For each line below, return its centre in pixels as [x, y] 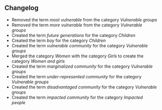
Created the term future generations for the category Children [73, 35]
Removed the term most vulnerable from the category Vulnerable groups [84, 19]
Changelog [22, 8]
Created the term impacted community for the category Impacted [77, 97]
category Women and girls [38, 61]
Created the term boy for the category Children [59, 40]
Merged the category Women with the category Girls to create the [77, 56]
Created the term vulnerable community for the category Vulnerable [80, 45]
